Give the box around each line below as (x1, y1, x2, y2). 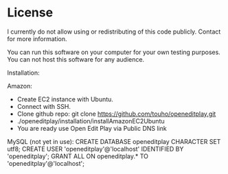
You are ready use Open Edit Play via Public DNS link (16, 124, 167, 132)
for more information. (7, 34, 67, 42)
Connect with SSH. (16, 102, 71, 110)
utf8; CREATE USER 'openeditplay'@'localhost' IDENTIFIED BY (7, 145, 184, 153)
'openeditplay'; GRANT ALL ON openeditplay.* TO (7, 152, 149, 160)
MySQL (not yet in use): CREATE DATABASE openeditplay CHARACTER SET (7, 137, 221, 145)
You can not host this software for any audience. (7, 55, 145, 63)
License (7, 5, 54, 21)
